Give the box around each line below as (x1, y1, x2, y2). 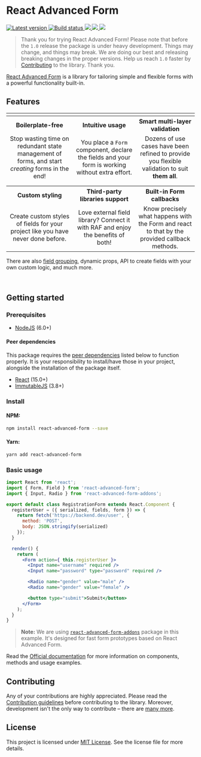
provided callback (139, 235, 190, 243)
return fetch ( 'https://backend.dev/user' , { (17, 512, 130, 519)
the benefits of (83, 230, 125, 239)
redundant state (17, 142, 62, 150)
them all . (152, 172, 178, 180)
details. (6, 744, 25, 752)
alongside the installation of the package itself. (6, 364, 121, 371)
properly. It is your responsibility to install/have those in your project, (6, 358, 175, 365)
